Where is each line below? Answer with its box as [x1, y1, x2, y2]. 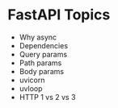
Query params [19, 49, 68, 59]
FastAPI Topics [7, 6, 111, 24]
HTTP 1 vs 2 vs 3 [19, 92, 76, 102]
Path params [19, 58, 62, 68]
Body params [19, 66, 65, 76]
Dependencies [19, 40, 69, 50]
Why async [19, 32, 57, 42]
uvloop [19, 83, 43, 93]
